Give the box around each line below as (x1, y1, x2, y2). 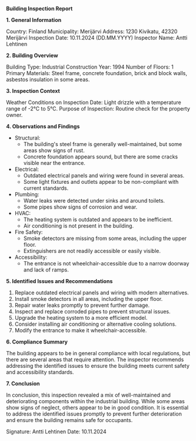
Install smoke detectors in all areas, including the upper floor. (14, 296, 163, 302)
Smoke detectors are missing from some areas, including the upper (23, 235, 187, 242)
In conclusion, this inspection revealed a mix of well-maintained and (6, 391, 171, 398)
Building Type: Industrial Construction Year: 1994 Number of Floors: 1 (6, 63, 174, 70)
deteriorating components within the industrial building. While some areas (6, 398, 185, 404)
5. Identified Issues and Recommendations (6, 278, 113, 284)
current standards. (23, 184, 69, 192)
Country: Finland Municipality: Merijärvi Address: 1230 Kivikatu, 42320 (6, 28, 178, 35)
